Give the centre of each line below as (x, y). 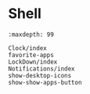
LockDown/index (33, 62)
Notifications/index (42, 69)
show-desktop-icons (40, 75)
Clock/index (27, 48)
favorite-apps (31, 55)
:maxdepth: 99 (31, 34)
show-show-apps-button (45, 82)
